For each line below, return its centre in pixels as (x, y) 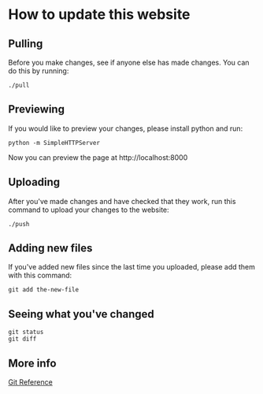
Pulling (26, 44)
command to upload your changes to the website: (89, 210)
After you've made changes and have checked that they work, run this (122, 201)
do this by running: (39, 71)
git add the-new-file (44, 290)
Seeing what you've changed (81, 314)
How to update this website (99, 15)
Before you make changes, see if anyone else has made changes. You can (129, 62)
